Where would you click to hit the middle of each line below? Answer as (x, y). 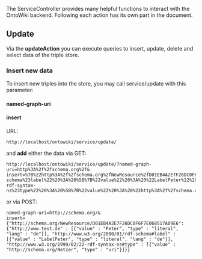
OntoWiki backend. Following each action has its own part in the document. (99, 15)
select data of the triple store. (43, 55)
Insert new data (29, 70)
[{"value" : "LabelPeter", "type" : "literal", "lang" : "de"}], (90, 239)
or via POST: (22, 202)
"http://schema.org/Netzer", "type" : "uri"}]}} (68, 249)
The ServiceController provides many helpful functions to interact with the (98, 9)
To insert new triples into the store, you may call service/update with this (96, 84)
